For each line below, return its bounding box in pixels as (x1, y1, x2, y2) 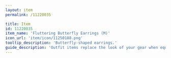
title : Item (5, 21, 31, 26)
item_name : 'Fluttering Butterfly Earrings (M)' (5, 31, 110, 36)
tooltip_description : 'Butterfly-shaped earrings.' (5, 40, 117, 46)
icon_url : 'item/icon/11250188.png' (5, 36, 83, 41)
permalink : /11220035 (5, 12, 51, 17)
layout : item (5, 7, 33, 13)
